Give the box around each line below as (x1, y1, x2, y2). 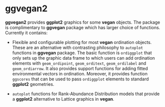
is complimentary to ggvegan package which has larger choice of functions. (5, 24, 161, 30)
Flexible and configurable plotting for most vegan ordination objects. (12, 39, 152, 45)
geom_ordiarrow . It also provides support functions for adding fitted (12, 65, 148, 71)
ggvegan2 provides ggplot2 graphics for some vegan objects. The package (5, 19, 160, 25)
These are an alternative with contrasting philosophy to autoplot (12, 44, 143, 50)
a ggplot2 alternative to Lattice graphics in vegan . (12, 96, 115, 102)
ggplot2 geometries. (12, 81, 55, 87)
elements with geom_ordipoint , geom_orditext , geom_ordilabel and (12, 60, 146, 66)
